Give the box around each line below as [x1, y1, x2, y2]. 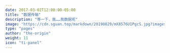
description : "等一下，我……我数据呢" [5, 17, 78, 22]
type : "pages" [5, 26, 35, 31]
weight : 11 [5, 36, 28, 41]
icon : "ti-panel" [5, 40, 42, 45]
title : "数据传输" [5, 12, 41, 17]
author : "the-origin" [5, 31, 51, 36]
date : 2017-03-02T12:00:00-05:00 [5, 7, 76, 13]
